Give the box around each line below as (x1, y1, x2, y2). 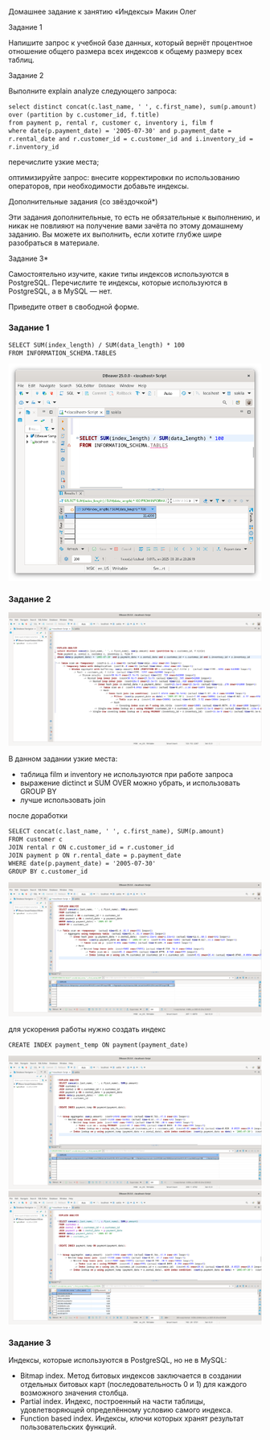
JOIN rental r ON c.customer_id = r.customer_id (8, 844, 174, 852)
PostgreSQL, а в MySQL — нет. (8, 286, 112, 296)
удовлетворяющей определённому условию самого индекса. (19, 1405, 233, 1415)
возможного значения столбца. (19, 1388, 129, 1398)
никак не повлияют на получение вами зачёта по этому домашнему (8, 221, 243, 230)
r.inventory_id (8, 143, 59, 151)
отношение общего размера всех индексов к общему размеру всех (8, 47, 243, 56)
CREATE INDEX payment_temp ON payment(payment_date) (8, 1041, 189, 1049)
